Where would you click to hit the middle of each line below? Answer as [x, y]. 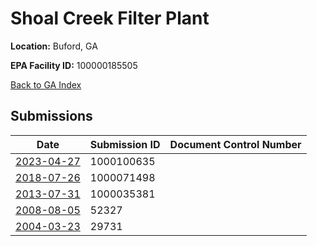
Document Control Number [235, 144]
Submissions [51, 116]
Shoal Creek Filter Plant [110, 18]
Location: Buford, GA [54, 46]
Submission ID [125, 144]
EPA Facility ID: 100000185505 [74, 65]
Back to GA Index [46, 84]
